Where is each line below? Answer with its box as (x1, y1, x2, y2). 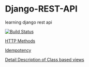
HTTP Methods (5, 38, 35, 44)
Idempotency (5, 47, 31, 53)
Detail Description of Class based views (5, 56, 85, 62)
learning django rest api (5, 19, 52, 25)
